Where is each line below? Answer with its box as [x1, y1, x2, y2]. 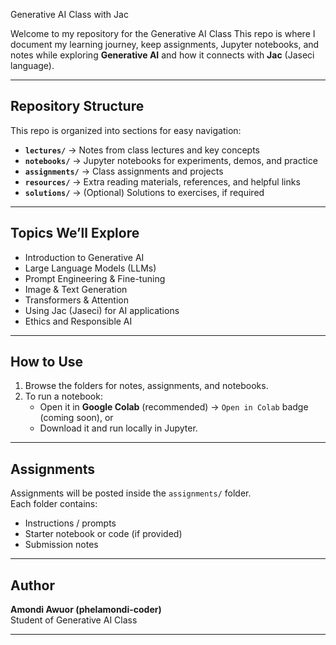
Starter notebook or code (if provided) [24, 528, 183, 540]
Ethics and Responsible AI [24, 315, 133, 327]
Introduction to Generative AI [24, 251, 145, 263]
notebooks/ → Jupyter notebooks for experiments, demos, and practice [24, 154, 318, 166]
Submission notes [24, 539, 99, 551]
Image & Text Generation [24, 283, 128, 295]
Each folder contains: [10, 498, 98, 510]
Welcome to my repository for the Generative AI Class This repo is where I [10, 28, 316, 39]
